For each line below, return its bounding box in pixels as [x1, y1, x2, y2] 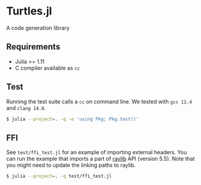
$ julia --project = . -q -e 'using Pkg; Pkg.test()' [6, 116, 139, 122]
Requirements [6, 42, 60, 52]
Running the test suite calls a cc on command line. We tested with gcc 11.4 [6, 98, 192, 105]
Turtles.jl [6, 4, 53, 18]
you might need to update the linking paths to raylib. [6, 161, 136, 169]
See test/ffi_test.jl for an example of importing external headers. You [6, 149, 187, 156]
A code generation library [6, 24, 70, 31]
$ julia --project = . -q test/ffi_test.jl [6, 174, 112, 180]
